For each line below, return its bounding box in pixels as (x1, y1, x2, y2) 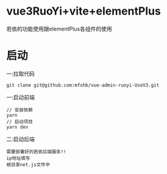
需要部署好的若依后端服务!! (6, 148, 67, 155)
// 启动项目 (6, 119, 34, 125)
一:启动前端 (6, 93, 35, 101)
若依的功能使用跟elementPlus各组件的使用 (6, 25, 112, 32)
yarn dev (6, 124, 29, 130)
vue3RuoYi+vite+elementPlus (6, 4, 162, 18)
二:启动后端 (6, 135, 35, 142)
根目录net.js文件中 (6, 161, 51, 168)
